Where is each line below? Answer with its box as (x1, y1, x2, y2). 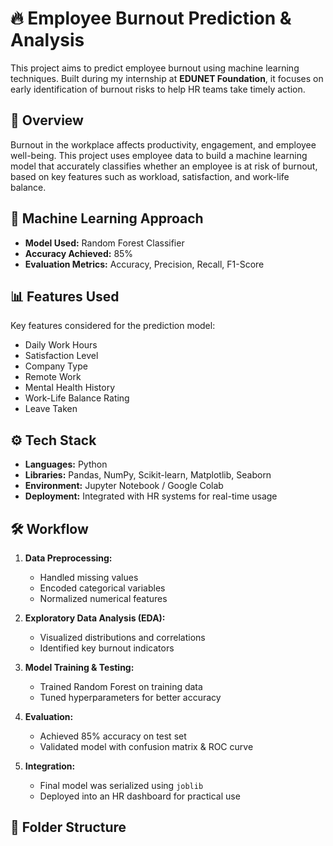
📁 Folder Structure (10, 819, 127, 836)
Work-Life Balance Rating (24, 392, 130, 404)
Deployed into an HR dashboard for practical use (39, 790, 241, 802)
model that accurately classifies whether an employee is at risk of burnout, (10, 160, 318, 172)
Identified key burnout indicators (39, 642, 175, 654)
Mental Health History (24, 382, 116, 394)
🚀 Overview (10, 112, 84, 129)
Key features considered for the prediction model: (10, 320, 216, 332)
